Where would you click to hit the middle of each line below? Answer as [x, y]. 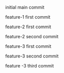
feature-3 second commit [32, 56]
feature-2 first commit [28, 27]
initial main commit [25, 7]
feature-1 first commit [28, 17]
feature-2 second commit [32, 36]
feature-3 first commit [28, 46]
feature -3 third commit [30, 66]
